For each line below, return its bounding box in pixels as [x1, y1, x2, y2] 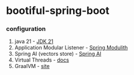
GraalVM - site [14, 63, 50, 70]
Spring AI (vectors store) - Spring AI [14, 51, 101, 58]
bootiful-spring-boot [6, 4, 110, 17]
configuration [6, 25, 46, 33]
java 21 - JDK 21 [14, 38, 54, 45]
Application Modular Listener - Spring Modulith [14, 44, 128, 51]
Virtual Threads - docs [14, 56, 69, 63]
